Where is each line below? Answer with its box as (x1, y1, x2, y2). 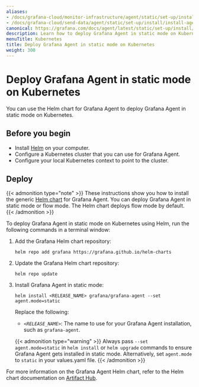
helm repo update (14, 271, 58, 277)
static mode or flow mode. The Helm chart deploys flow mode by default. (6, 202, 185, 209)
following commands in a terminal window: (6, 226, 111, 234)
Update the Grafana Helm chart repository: (14, 260, 120, 267)
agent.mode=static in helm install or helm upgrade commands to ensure (14, 344, 192, 351)
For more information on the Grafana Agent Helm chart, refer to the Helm (6, 368, 184, 375)
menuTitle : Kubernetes (6, 36, 62, 42)
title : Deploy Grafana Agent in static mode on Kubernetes (6, 42, 155, 48)
